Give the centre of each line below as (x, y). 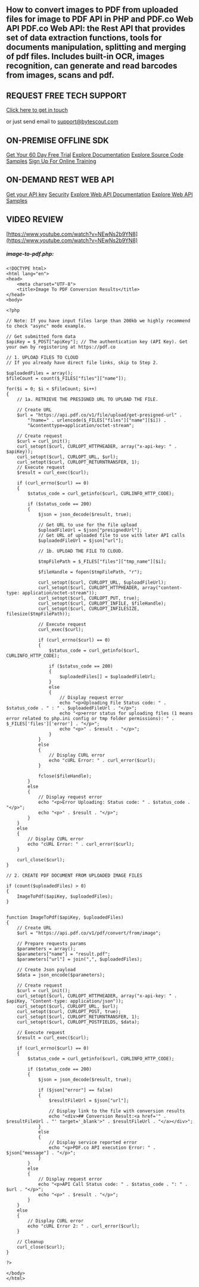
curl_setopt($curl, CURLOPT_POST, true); (69, 1011)
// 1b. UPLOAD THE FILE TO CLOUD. (81, 551)
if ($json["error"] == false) (75, 1090)
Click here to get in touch (37, 110)
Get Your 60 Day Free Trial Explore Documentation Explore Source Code (95, 155)
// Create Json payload (46, 969)
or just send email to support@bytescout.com (62, 121)
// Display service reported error (93, 1142)
